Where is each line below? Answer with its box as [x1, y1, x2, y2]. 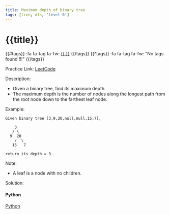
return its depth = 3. [5, 152, 53, 157]
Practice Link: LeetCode [5, 66, 56, 72]
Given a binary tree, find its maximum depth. [12, 86, 106, 92]
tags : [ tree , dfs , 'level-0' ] [5, 12, 70, 17]
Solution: [5, 180, 24, 186]
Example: [5, 106, 25, 112]
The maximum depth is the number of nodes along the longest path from [12, 91, 165, 97]
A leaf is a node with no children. [12, 170, 82, 176]
